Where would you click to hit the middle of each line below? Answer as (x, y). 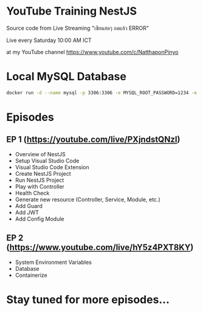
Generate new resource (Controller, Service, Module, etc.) (88, 199)
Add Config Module (40, 219)
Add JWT (27, 212)
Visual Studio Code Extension (52, 167)
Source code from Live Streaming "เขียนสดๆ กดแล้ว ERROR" (78, 28)
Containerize (31, 275)
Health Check (32, 193)
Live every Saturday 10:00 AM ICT (49, 40)
